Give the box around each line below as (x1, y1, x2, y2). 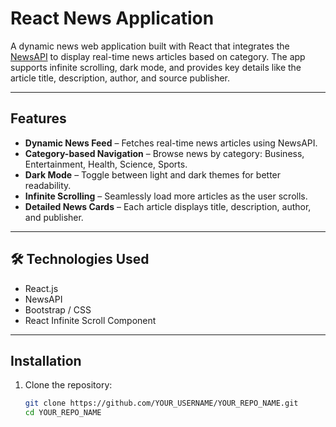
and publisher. (24, 211, 84, 223)
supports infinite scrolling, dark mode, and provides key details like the (10, 61, 302, 73)
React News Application (10, 7, 215, 30)
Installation (10, 352, 82, 369)
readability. (24, 179, 72, 191)
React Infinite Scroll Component (24, 314, 157, 326)
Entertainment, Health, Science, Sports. (24, 158, 188, 170)
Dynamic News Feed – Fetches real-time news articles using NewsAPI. (24, 137, 318, 149)
